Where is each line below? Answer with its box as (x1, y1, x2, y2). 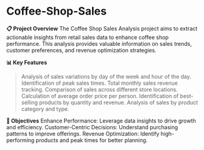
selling (21, 99, 38, 106)
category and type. (21, 105, 69, 112)
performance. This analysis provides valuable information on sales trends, (6, 40, 192, 47)
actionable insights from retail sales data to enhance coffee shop (6, 34, 169, 41)
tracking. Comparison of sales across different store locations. (21, 85, 178, 93)
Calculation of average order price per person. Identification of (21, 92, 179, 99)
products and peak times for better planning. (35, 136, 148, 144)
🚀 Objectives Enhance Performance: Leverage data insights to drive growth (6, 117, 196, 124)
